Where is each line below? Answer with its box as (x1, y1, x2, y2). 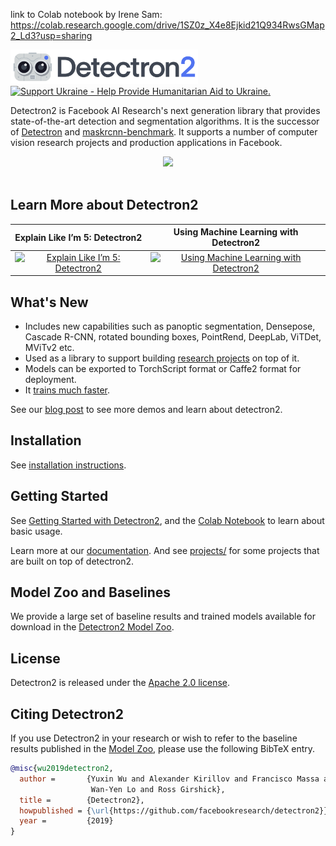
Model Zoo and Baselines (10, 584, 172, 601)
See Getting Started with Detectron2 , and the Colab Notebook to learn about (10, 514, 325, 526)
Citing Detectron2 (10, 705, 124, 723)
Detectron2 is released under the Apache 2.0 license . (10, 677, 231, 689)
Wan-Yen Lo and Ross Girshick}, (90, 784, 226, 794)
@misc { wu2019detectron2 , (10, 764, 114, 774)
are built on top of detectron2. (10, 555, 135, 567)
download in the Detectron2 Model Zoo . (10, 621, 175, 633)
